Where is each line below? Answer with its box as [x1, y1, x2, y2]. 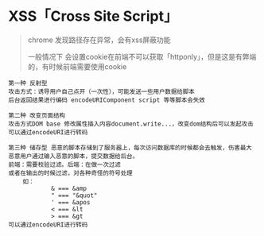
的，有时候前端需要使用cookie [27, 61, 127, 72]
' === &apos [50, 198, 91, 207]
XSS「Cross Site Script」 [8, 7, 178, 25]
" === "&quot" [50, 192, 98, 199]
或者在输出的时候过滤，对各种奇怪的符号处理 [8, 168, 133, 177]
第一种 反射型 [8, 79, 48, 87]
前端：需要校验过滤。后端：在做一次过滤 [8, 161, 121, 168]
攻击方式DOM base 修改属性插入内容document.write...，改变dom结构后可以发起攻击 [8, 120, 254, 128]
